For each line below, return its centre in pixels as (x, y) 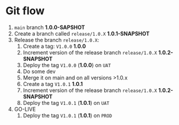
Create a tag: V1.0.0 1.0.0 (55, 46)
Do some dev (39, 71)
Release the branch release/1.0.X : (57, 40)
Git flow (25, 11)
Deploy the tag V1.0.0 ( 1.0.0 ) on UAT (67, 65)
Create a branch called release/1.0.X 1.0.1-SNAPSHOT (82, 33)
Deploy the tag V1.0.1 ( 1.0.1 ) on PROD (67, 115)
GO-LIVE (25, 109)
